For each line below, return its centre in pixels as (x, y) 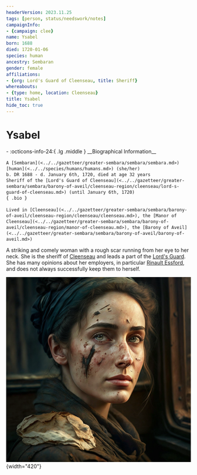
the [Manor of (160, 215)
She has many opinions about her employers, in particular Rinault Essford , (95, 262)
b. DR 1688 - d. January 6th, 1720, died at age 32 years (78, 174)
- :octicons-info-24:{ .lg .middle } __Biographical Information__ (81, 151)
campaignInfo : (23, 25)
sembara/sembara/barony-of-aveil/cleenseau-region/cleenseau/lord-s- (93, 186)
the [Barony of (150, 227)
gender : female (25, 68)
